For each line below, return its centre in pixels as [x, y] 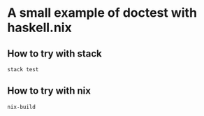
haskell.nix [39, 28]
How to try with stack [55, 53]
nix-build [22, 107]
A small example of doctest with [102, 13]
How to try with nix [49, 91]
